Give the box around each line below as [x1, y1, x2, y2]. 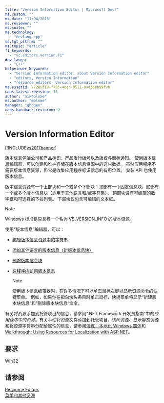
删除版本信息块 [12, 257, 42, 263]
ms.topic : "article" [5, 44, 47, 49]
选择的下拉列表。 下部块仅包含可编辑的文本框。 [21, 196, 118, 201]
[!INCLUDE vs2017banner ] [5, 145, 57, 151]
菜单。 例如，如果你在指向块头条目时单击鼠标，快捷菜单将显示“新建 [16, 294, 152, 300]
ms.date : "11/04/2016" [5, 16, 51, 21]
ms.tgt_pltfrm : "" [5, 39, 42, 44]
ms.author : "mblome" [5, 99, 47, 103]
